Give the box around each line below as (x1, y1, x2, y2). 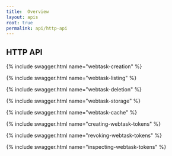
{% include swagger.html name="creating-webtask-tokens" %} (6, 120, 161, 128)
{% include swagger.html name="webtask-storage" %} (6, 97, 141, 104)
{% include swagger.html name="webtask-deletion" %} (6, 86, 142, 93)
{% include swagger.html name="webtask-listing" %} (6, 75, 137, 82)
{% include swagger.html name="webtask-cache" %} (6, 109, 138, 116)
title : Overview (6, 8, 49, 15)
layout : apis (6, 14, 39, 20)
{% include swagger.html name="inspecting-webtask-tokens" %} (6, 144, 167, 151)
